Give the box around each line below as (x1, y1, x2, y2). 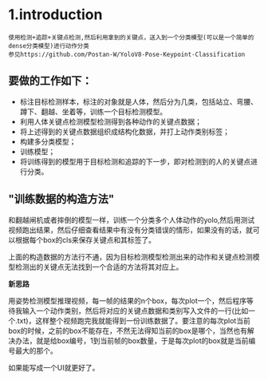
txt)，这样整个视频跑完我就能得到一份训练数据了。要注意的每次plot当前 (17, 315, 251, 325)
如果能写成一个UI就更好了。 (8, 362, 100, 372)
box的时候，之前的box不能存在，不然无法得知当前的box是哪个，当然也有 (8, 326, 247, 335)
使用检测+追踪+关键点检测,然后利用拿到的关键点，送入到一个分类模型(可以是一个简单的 (8, 34, 254, 42)
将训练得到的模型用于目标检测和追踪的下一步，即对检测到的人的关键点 (19, 156, 251, 166)
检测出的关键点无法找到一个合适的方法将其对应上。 (14, 262, 183, 271)
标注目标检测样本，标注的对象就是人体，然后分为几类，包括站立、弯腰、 (19, 97, 258, 106)
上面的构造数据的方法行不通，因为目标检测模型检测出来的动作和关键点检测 (8, 251, 253, 261)
